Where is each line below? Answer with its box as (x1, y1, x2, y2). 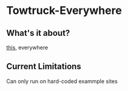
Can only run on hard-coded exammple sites (6, 77, 118, 85)
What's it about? (6, 28, 70, 38)
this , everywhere (6, 44, 49, 51)
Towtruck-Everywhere (6, 4, 123, 18)
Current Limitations (6, 61, 82, 72)
